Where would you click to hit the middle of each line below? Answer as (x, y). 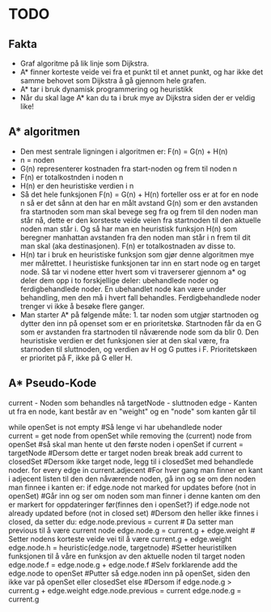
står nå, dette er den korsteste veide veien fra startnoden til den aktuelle (140, 220)
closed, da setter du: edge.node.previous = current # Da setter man (121, 521)
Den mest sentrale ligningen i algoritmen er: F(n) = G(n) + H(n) (124, 151)
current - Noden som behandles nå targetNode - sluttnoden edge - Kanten (133, 402)
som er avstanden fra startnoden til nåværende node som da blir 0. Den (139, 332)
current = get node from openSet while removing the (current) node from (130, 436)
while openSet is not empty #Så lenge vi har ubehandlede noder (115, 427)
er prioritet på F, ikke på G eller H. (76, 358)
